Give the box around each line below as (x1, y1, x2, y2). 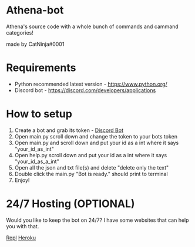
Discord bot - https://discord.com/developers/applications (14, 86, 156, 94)
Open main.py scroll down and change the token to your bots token (14, 133, 178, 140)
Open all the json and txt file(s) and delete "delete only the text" (14, 164, 169, 171)
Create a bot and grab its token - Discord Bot (14, 127, 124, 134)
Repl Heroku (6, 234, 36, 241)
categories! (6, 29, 33, 36)
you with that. (6, 222, 39, 229)
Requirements (6, 61, 76, 75)
